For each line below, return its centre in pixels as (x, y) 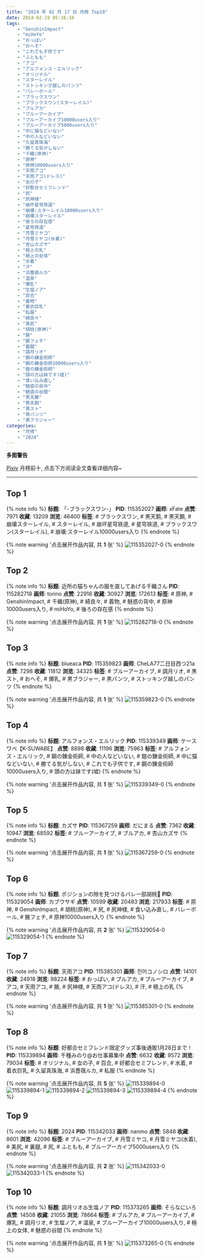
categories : (21, 426)
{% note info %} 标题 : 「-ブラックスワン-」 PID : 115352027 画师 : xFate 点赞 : (102, 509)
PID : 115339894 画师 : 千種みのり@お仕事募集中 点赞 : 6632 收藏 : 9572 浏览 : (100, 1055)
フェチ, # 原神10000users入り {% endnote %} (87, 917)
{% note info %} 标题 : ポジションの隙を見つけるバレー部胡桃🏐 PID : (90, 894)
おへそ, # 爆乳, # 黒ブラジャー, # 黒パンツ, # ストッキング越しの (104, 679)
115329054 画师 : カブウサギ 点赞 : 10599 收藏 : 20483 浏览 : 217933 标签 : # (98, 902)
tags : (13, 23)
